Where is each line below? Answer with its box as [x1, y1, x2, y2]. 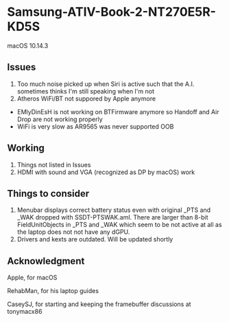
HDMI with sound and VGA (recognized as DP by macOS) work [16, 168, 195, 176]
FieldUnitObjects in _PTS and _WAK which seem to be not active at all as [16, 221, 222, 229]
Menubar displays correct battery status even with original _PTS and [16, 206, 211, 214]
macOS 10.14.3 [7, 41, 49, 50]
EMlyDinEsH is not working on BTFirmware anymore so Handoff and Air [16, 107, 219, 116]
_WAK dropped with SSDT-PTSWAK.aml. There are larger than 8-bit [16, 213, 208, 222]
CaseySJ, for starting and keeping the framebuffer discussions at [7, 300, 191, 308]
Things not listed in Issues [16, 160, 91, 169]
